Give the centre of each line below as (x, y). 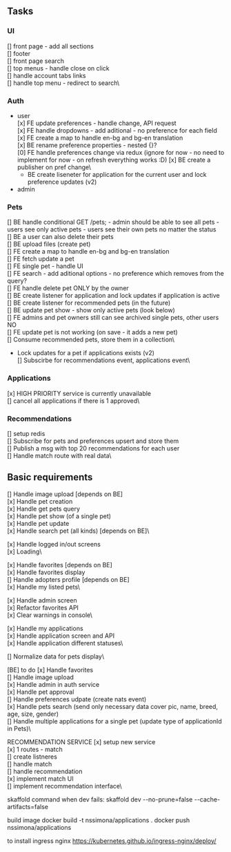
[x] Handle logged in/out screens (54, 544)
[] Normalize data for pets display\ (56, 656)
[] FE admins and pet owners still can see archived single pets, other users (113, 318)
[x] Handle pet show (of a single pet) (59, 516)
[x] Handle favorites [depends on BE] (60, 565)
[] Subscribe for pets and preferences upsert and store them (93, 441)
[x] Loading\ (24, 551)
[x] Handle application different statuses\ (65, 643)
